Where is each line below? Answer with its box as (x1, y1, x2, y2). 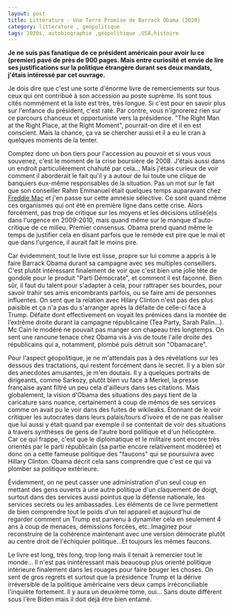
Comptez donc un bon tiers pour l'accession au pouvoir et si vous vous (8, 150, 212, 158)
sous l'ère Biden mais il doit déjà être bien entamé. (8, 595, 152, 604)
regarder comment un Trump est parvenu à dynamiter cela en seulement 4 (8, 515, 221, 524)
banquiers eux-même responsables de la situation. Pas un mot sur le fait (8, 179, 215, 188)
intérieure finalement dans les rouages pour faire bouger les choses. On (8, 565, 214, 574)
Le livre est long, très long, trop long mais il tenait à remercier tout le (8, 551, 202, 559)
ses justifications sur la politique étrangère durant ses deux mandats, (8, 63, 212, 72)
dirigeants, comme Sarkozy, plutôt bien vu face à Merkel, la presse (8, 376, 199, 385)
